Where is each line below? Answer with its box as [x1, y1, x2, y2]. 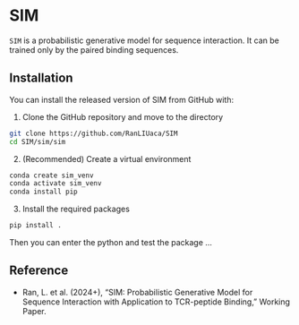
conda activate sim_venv [9, 179, 102, 188]
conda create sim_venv [9, 171, 94, 180]
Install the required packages [21, 203, 130, 215]
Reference [9, 263, 69, 278]
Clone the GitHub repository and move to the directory [21, 111, 224, 122]
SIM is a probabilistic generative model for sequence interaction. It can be [9, 35, 279, 46]
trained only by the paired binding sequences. [9, 44, 179, 55]
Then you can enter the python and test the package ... [9, 237, 213, 247]
